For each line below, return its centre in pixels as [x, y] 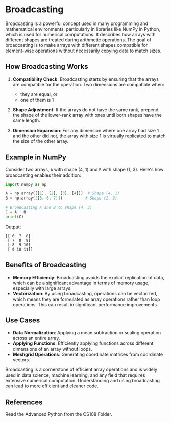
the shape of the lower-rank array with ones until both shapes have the [87, 115]
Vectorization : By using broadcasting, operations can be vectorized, [85, 293]
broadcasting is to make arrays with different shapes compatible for [77, 45]
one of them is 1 [37, 100]
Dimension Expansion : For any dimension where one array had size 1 [86, 130]
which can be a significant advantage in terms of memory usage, [81, 283]
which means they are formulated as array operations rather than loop [86, 299]
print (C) [15, 217]
